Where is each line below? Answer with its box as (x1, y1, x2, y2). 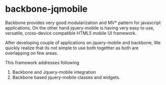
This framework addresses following (5, 59, 80, 65)
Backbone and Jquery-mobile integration (12, 69, 96, 75)
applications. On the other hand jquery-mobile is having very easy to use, (5, 25, 155, 30)
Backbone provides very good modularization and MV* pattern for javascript (5, 20, 161, 26)
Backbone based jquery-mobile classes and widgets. (12, 74, 121, 80)
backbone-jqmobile (5, 3, 88, 15)
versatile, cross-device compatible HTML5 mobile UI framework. (5, 30, 137, 36)
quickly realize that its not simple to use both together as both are (5, 45, 139, 51)
